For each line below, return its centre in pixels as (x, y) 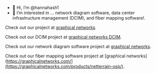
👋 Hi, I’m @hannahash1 (36, 8)
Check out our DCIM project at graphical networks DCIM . (63, 37)
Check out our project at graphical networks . (51, 27)
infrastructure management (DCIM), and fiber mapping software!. (79, 18)
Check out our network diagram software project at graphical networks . (78, 46)
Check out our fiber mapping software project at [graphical (65, 56)
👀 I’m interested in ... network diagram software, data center (74, 13)
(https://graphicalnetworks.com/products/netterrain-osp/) (64, 66)
